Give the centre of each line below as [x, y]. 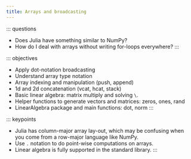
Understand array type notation [53, 76]
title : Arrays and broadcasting [46, 12]
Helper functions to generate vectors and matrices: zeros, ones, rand [100, 101]
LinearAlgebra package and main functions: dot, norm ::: [84, 107]
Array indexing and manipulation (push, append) [74, 82]
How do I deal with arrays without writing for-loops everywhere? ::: [97, 46]
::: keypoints [21, 119]
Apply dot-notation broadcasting [55, 70]
